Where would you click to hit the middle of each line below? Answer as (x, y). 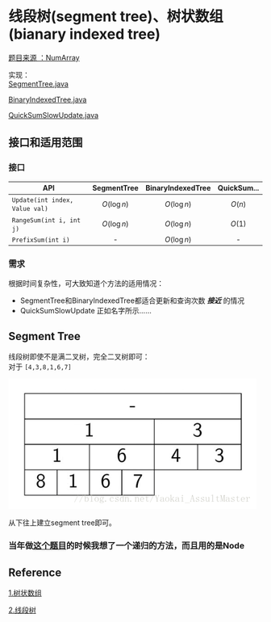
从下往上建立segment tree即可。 (63, 523)
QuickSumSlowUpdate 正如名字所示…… (85, 310)
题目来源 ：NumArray (44, 57)
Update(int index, (43, 200)
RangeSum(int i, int (46, 220)
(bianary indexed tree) (85, 34)
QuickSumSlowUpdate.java (54, 115)
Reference (35, 572)
